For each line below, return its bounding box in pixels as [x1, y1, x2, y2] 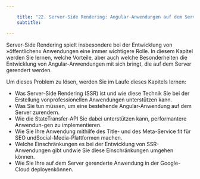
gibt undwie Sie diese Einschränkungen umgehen [52, 147, 174, 154]
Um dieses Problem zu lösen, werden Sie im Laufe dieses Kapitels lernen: [6, 78, 186, 85]
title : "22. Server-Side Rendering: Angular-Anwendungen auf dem [17, 14, 183, 20]
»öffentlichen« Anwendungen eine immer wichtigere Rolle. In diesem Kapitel [6, 47, 193, 54]
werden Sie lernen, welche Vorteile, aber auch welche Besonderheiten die [6, 54, 187, 61]
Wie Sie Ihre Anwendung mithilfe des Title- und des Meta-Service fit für [14, 128, 191, 135]
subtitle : [17, 19, 42, 26]
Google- [160, 159, 181, 166]
